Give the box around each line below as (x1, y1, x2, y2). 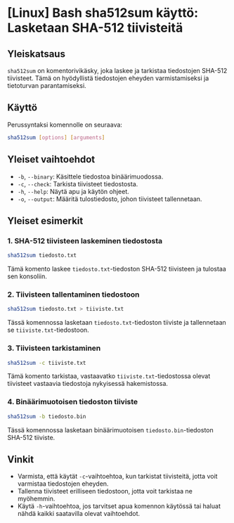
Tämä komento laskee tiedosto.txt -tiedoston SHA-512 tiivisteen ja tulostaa (7, 265, 226, 273)
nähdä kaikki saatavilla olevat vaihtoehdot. (17, 510, 141, 518)
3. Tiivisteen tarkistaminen (7, 343, 101, 353)
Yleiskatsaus (7, 48, 65, 60)
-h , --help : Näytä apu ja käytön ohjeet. (17, 187, 130, 195)
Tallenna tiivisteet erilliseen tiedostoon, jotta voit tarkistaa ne (17, 487, 193, 496)
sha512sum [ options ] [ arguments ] (7, 134, 105, 141)
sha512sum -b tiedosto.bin (7, 413, 86, 420)
